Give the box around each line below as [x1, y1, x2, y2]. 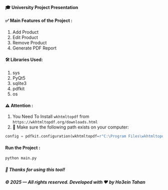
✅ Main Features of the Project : [5, 17, 72, 23]
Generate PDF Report [12, 45, 56, 51]
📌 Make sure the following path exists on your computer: [12, 124, 129, 130]
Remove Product [12, 39, 47, 45]
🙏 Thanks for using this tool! [5, 166, 65, 172]
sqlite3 [12, 80, 26, 86]
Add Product [12, 29, 39, 35]
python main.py [5, 155, 37, 161]
